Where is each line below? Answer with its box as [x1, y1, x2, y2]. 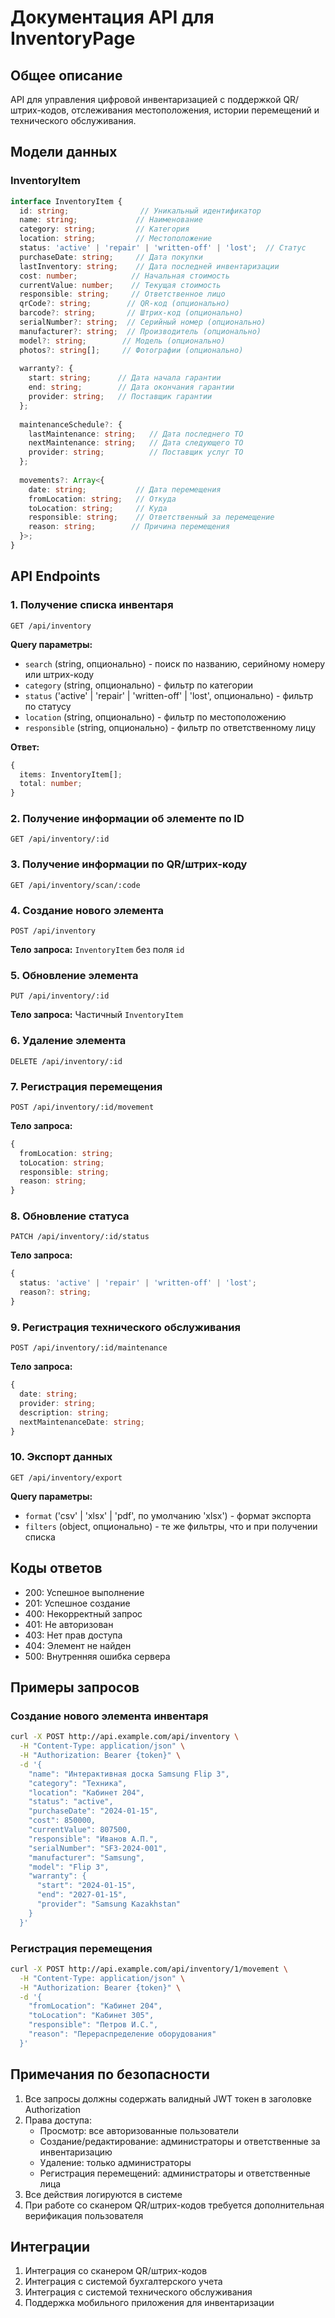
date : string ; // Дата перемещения [28, 484, 222, 495]
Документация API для [10, 6, 215, 29]
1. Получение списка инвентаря [10, 598, 174, 612]
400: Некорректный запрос [24, 1607, 143, 1620]
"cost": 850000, [28, 1816, 97, 1826]
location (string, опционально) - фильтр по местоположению [24, 711, 287, 723]
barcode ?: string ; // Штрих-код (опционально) [19, 308, 244, 318]
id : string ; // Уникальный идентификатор [19, 206, 262, 216]
